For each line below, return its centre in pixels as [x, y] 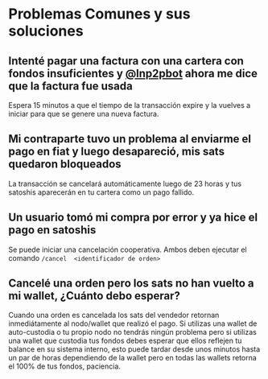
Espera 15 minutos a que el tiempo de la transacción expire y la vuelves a [130, 105]
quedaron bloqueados [65, 165]
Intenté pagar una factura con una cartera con [126, 61]
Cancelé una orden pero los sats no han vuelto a [131, 284]
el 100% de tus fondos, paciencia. [64, 366]
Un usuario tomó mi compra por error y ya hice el [133, 218]
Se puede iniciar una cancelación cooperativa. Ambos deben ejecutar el [128, 249]
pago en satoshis [52, 230]
